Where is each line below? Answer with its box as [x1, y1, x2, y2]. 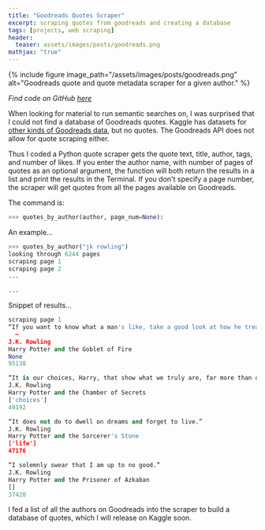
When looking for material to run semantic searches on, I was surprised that [8, 109, 255, 118]
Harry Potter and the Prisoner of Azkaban [8, 476, 150, 483]
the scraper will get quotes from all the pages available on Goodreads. [8, 183, 237, 192]
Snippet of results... [8, 300, 73, 310]
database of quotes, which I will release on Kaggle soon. [8, 513, 192, 523]
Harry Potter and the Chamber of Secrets [8, 389, 147, 397]
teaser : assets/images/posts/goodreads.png [15, 41, 160, 49]
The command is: [8, 198, 65, 207]
